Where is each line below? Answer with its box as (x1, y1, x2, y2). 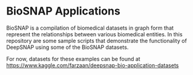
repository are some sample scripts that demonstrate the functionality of (6, 37, 188, 44)
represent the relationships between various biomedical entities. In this (6, 30, 183, 37)
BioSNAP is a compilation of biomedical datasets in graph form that (6, 24, 174, 31)
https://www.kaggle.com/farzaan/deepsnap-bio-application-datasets (6, 62, 179, 69)
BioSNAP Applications (6, 4, 121, 18)
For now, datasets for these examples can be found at (6, 55, 140, 62)
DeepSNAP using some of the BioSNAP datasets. (6, 44, 129, 51)
